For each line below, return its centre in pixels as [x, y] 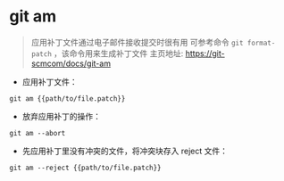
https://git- [205, 53]
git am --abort [38, 133]
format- [261, 43]
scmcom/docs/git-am [71, 63]
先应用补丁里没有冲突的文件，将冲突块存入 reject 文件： [125, 151]
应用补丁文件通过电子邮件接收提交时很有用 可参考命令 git [137, 42]
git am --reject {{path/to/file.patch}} [86, 168]
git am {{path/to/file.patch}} [67, 99]
